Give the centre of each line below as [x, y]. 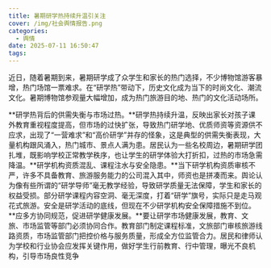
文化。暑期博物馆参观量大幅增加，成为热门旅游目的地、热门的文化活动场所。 [135, 97]
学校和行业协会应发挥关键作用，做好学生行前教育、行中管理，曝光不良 [131, 246]
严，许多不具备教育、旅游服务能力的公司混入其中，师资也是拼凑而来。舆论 [132, 175]
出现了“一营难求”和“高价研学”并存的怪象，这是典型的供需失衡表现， [142, 135]
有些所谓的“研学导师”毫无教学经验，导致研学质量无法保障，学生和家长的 [142, 185]
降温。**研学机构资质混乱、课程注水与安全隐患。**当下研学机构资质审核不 [132, 165]
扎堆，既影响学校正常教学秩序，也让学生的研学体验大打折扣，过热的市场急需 [135, 155]
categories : [28, 31]
